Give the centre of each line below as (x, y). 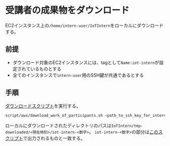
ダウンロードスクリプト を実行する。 (43, 106)
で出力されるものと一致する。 (54, 138)
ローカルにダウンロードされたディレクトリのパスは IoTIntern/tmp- (74, 126)
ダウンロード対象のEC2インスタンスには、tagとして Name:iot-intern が (86, 62)
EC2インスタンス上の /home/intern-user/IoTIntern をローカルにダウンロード (84, 25)
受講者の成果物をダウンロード (68, 10)
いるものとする (46, 68)
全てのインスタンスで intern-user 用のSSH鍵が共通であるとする (78, 75)
